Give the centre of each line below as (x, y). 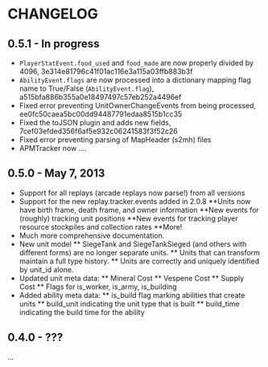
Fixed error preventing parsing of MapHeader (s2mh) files (115, 140)
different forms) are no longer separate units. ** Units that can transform (140, 252)
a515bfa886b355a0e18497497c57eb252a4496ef (100, 97)
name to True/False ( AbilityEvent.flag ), (87, 88)
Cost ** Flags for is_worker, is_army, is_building (98, 287)
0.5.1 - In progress (54, 44)
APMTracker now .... (53, 148)
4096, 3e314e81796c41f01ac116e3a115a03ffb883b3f (106, 71)
